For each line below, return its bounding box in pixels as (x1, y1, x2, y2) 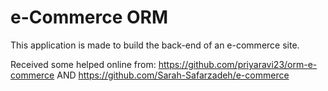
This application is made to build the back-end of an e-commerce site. (10, 39, 300, 51)
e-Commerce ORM (10, 6, 168, 29)
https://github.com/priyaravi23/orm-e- (158, 58, 318, 70)
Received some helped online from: (10, 58, 157, 70)
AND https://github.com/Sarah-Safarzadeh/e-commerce (56, 69, 290, 81)
